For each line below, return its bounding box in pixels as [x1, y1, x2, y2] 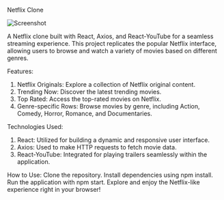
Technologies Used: [7, 123, 64, 130]
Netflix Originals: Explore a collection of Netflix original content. [16, 81, 196, 88]
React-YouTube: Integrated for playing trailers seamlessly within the [16, 150, 208, 158]
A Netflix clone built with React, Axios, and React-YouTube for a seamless [7, 32, 214, 40]
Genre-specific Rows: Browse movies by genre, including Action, [16, 102, 200, 110]
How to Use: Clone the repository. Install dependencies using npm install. [7, 171, 214, 179]
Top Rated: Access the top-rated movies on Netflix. [16, 95, 162, 103]
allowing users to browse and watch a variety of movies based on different [7, 47, 217, 55]
